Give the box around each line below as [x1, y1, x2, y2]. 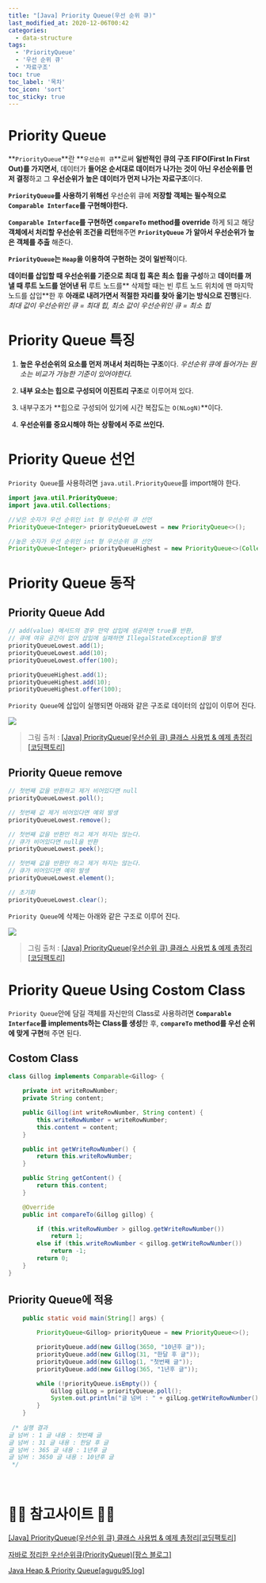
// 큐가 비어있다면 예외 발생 [8, 867, 89, 875]
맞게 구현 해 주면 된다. [16, 1028, 82, 1037]
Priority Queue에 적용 [8, 1294, 113, 1307]
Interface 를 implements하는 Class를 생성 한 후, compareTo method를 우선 [8, 1018, 241, 1028]
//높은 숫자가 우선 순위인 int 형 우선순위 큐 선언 [8, 537, 152, 546]
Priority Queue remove [8, 766, 123, 780]
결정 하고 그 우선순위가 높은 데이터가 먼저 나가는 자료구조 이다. [16, 174, 203, 183]
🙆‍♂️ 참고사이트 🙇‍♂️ [8, 1505, 116, 1524]
